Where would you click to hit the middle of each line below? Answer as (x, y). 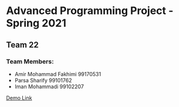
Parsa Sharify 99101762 (43, 80)
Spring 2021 (36, 23)
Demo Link (19, 98)
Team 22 (22, 45)
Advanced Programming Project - (90, 11)
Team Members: (30, 61)
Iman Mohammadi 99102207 (49, 87)
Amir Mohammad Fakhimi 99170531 (58, 74)
